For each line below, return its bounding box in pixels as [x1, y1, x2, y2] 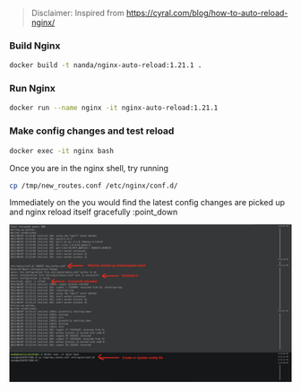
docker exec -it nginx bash [9, 146, 115, 155]
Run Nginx [9, 83, 56, 95]
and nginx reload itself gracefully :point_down [9, 206, 178, 218]
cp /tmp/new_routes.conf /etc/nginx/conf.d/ [9, 181, 178, 190]
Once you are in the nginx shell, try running [9, 162, 168, 173]
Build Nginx [9, 39, 61, 52]
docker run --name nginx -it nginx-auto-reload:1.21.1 [9, 103, 219, 113]
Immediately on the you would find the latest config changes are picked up [9, 197, 285, 208]
